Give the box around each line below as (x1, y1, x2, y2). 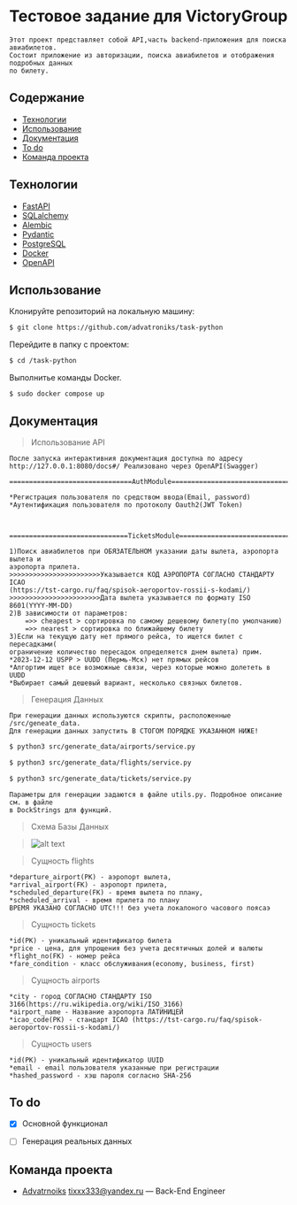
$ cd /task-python (9, 357, 77, 365)
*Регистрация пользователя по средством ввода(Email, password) (9, 493, 251, 502)
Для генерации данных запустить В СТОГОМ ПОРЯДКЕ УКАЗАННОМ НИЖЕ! (9, 726, 259, 735)
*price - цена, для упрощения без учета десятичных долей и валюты (9, 944, 263, 953)
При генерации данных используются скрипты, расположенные (9, 710, 232, 720)
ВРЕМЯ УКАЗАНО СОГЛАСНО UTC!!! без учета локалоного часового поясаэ (9, 903, 271, 912)
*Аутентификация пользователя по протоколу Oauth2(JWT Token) (9, 500, 243, 510)
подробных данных (9, 58, 73, 67)
